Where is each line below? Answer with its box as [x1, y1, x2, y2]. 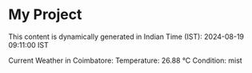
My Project [8, 6, 82, 24]
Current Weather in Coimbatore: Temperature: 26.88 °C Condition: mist [8, 56, 242, 65]
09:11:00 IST [8, 40, 50, 49]
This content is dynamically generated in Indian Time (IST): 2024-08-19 [8, 32, 245, 41]
